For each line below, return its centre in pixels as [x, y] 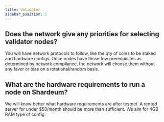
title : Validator [23, 10]
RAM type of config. [25, 114]
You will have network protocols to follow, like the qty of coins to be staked [81, 53]
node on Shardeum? [36, 92]
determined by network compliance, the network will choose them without [80, 64]
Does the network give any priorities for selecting [82, 34]
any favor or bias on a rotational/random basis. [52, 69]
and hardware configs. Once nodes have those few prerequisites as [73, 59]
